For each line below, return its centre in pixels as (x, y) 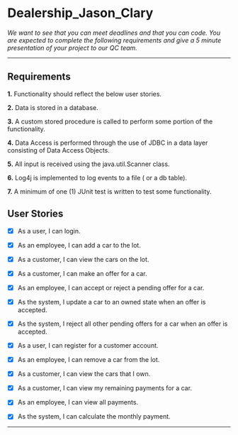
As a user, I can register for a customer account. (88, 345)
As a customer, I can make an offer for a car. (82, 273)
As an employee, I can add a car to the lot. (79, 245)
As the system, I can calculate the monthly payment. (94, 417)
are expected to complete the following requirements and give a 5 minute (114, 40)
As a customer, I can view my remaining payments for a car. (105, 388)
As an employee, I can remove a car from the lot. (89, 360)
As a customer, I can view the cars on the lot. (83, 259)
